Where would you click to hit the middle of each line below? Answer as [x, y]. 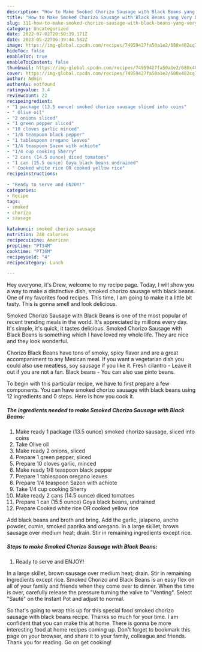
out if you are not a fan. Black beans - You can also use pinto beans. [91, 372]
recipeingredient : [30, 101]
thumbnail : [20, 68]
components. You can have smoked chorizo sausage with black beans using [101, 390]
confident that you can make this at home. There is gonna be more [89, 623]
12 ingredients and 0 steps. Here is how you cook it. [70, 397]
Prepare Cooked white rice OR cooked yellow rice [77, 508]
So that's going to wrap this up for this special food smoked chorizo [91, 611]
